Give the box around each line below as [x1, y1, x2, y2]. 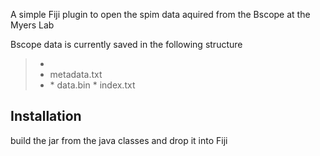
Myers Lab [10, 19, 55, 31]
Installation [10, 108, 82, 125]
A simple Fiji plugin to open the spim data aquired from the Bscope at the [10, 9, 311, 20]
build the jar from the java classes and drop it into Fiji [10, 134, 228, 146]
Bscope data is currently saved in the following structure [10, 39, 243, 50]
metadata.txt [49, 69, 103, 80]
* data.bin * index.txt [49, 79, 136, 91]
